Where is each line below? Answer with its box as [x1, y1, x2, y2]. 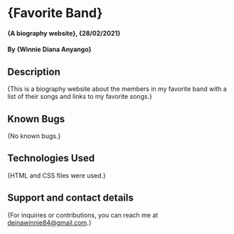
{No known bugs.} [7, 132, 61, 140]
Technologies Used [7, 152, 95, 164]
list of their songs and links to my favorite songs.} [7, 92, 153, 101]
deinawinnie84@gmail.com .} [7, 218, 92, 227]
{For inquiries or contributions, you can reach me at [7, 211, 159, 219]
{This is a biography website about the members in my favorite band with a [7, 85, 228, 93]
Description [7, 65, 60, 78]
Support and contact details [7, 192, 134, 204]
